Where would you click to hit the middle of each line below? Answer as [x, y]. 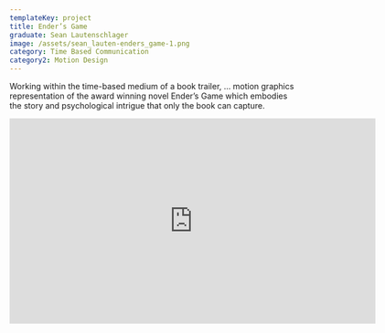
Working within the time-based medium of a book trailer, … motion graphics [152, 86]
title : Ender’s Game [49, 26]
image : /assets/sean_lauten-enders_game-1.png [100, 43]
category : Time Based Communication [79, 52]
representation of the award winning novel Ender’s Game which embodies [149, 96]
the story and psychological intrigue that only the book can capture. [137, 105]
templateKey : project [51, 18]
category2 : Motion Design [59, 60]
